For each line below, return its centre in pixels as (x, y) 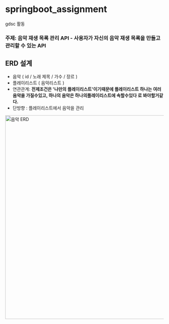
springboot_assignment (56, 9)
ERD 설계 (19, 64)
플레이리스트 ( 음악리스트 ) (38, 83)
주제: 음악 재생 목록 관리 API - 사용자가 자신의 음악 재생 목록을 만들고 (83, 38)
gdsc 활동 (15, 24)
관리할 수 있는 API (26, 45)
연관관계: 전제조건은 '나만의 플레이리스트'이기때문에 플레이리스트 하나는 (82, 89)
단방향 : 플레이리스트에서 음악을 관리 (48, 108)
